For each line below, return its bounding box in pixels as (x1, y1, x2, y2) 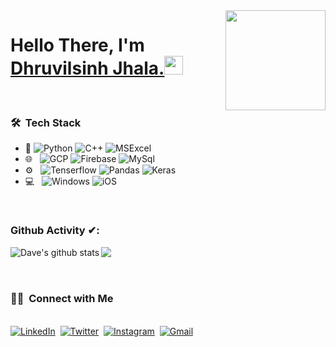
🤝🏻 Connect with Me (10, 292, 114, 306)
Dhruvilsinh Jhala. (10, 57, 165, 80)
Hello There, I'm (10, 34, 145, 57)
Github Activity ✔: (10, 224, 100, 238)
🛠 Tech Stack (10, 115, 82, 129)
